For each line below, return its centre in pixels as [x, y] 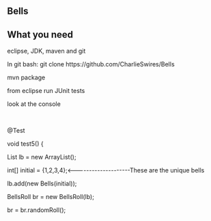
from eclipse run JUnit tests [46, 91]
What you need [40, 35]
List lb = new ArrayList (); [42, 157]
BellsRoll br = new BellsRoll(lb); [51, 197]
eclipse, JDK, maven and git [46, 51]
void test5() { [25, 144]
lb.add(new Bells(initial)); [42, 183]
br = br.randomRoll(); [37, 210]
